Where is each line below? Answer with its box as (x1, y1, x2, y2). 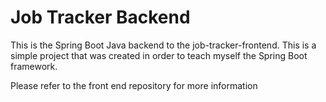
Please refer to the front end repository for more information (10, 79, 258, 91)
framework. (10, 60, 58, 72)
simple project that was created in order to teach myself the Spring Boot (10, 49, 308, 61)
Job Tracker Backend (10, 6, 191, 29)
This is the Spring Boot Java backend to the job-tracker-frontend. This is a (10, 39, 317, 51)
